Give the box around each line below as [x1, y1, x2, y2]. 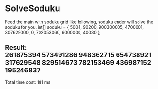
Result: [5, 43, 27, 52]
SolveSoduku [5, 3, 60, 14]
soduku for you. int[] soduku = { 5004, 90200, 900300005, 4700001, [5, 24, 144, 30]
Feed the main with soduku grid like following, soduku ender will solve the [5, 19, 154, 25]
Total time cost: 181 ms [5, 79, 51, 85]
